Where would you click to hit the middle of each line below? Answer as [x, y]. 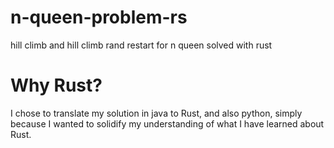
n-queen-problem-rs [99, 17]
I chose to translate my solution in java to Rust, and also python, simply [156, 113]
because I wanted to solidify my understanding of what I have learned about [167, 123]
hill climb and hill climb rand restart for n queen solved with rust [141, 45]
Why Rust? [56, 85]
